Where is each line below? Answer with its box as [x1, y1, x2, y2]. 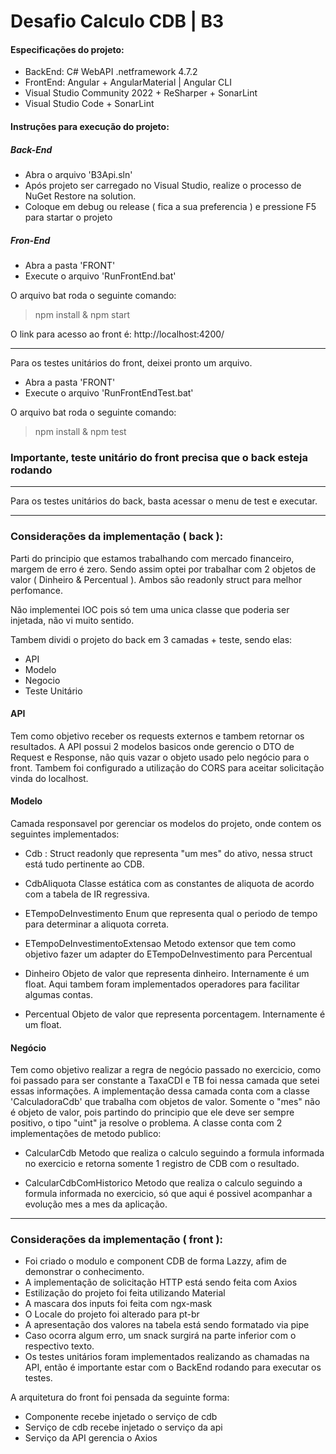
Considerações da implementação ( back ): [10, 530, 224, 544]
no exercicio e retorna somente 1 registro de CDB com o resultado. [24, 1158, 300, 1170]
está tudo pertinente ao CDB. [24, 858, 145, 870]
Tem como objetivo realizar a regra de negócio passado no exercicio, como [10, 1064, 322, 1076]
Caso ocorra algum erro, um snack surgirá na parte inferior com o [24, 1330, 297, 1342]
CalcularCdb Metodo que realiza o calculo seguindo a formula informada [24, 1147, 325, 1159]
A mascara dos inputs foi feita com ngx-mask [24, 1298, 213, 1310]
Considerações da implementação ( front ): [10, 1233, 224, 1247]
